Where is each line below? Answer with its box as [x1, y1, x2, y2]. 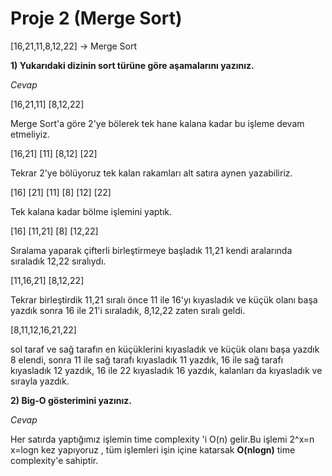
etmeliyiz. [10, 128, 50, 140]
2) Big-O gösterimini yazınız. [10, 394, 132, 406]
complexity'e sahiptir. [10, 454, 99, 466]
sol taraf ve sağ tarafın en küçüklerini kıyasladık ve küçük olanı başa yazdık [10, 343, 320, 355]
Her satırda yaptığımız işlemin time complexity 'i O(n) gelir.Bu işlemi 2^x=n [10, 433, 315, 445]
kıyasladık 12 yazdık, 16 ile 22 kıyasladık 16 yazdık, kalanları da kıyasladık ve [10, 364, 323, 376]
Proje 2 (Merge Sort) [10, 7, 183, 30]
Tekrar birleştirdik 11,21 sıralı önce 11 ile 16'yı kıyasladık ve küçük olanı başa [10, 293, 318, 306]
